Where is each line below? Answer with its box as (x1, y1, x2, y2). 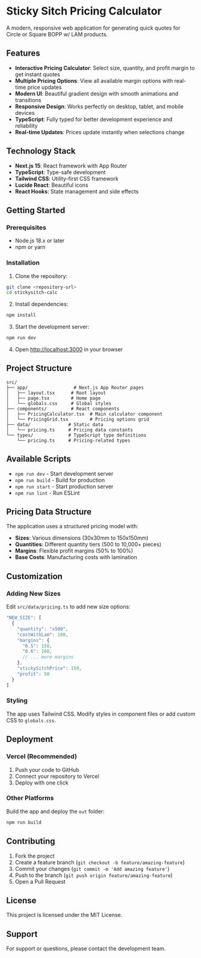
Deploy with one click (14, 778, 69, 786)
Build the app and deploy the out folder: (6, 808, 105, 815)
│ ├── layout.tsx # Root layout (6, 390, 107, 396)
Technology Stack (6, 146, 76, 157)
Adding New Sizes (6, 589, 61, 598)
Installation (6, 259, 40, 267)
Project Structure (6, 363, 72, 374)
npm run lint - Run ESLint (14, 489, 80, 496)
